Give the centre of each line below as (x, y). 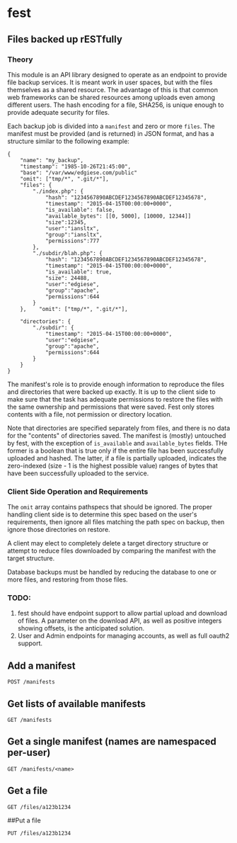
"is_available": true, (79, 272)
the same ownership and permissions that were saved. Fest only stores (111, 407)
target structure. (31, 558)
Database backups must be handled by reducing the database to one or (112, 572)
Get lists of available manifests (77, 704)
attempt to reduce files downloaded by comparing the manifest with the (112, 551)
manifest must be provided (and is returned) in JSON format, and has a (111, 133)
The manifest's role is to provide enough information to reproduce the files (116, 384)
